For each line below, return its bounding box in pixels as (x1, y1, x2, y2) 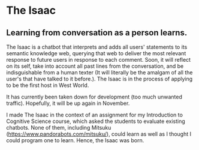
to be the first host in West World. (6, 82, 89, 89)
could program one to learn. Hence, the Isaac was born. (6, 137, 144, 144)
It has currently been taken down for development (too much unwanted (6, 94, 183, 100)
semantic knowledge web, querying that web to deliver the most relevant (6, 50, 186, 57)
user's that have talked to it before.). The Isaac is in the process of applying (6, 76, 193, 82)
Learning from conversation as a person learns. (6, 28, 188, 38)
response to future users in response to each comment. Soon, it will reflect (6, 56, 191, 63)
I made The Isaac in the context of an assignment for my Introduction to (6, 112, 183, 118)
